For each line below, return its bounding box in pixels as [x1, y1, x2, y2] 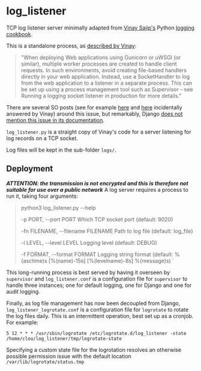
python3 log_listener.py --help [20, 204, 96, 211]
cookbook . [6, 30, 33, 37]
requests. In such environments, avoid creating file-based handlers [20, 66, 187, 73]
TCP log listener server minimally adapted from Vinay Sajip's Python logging [6, 24, 195, 31]
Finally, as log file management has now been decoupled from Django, [6, 299, 181, 307]
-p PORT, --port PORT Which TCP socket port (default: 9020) [20, 215, 173, 223]
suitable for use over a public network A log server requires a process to [6, 186, 189, 193]
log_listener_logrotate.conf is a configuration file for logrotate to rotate [6, 305, 189, 313]
